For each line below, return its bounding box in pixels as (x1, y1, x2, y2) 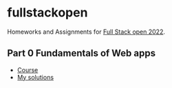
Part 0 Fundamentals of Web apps (7, 47, 156, 59)
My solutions (17, 73, 54, 81)
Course (17, 65, 39, 74)
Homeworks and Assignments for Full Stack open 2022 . (7, 27, 165, 36)
